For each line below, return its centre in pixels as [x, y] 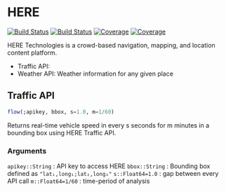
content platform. [32, 53]
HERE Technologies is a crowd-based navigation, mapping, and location [111, 45]
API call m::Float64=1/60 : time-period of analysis [79, 181]
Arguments [27, 151]
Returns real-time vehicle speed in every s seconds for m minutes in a [108, 125]
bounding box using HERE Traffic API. [62, 132]
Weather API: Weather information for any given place [95, 74]
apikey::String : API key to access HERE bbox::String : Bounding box [109, 166]
